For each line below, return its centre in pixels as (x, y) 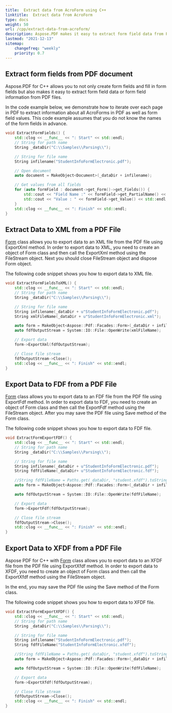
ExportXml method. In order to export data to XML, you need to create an (82, 247)
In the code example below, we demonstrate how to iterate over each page (84, 107)
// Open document (33, 171)
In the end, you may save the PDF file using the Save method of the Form (82, 587)
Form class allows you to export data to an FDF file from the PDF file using (84, 397)
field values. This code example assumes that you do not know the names (83, 118)
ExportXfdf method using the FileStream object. (56, 577)
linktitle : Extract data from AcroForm (49, 15)
